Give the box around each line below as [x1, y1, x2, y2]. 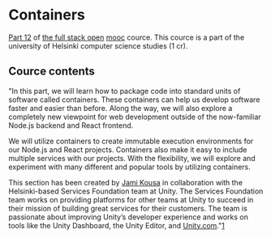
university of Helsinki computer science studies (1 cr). [8, 40, 188, 50]
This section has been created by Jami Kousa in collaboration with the [8, 177, 243, 187]
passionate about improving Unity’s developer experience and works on [8, 212, 249, 222]
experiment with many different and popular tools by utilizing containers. [8, 162, 252, 172]
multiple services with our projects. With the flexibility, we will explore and [8, 153, 256, 163]
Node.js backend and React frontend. [8, 120, 134, 130]
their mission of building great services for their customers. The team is [8, 203, 247, 213]
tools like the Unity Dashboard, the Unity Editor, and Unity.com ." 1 [8, 220, 225, 230]
